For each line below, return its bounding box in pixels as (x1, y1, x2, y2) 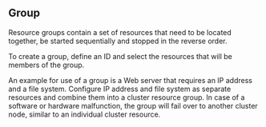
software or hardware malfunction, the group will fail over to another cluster (8, 101, 258, 110)
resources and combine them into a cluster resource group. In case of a (8, 92, 245, 102)
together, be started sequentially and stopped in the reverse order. (8, 36, 228, 46)
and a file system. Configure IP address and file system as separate (8, 84, 232, 93)
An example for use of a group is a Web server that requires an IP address (8, 75, 252, 85)
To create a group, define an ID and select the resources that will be (8, 51, 232, 61)
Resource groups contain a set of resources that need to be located (8, 27, 232, 37)
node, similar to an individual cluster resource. (8, 109, 161, 119)
